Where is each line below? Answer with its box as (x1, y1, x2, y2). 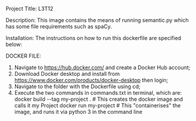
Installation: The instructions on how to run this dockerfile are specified (5, 35, 182, 41)
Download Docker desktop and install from (14, 70, 120, 77)
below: (5, 41, 22, 48)
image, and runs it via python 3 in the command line (14, 108, 143, 115)
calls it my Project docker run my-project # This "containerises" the (14, 102, 181, 109)
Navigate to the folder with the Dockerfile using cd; (14, 83, 141, 90)
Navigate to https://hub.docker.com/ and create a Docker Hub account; (14, 64, 191, 71)
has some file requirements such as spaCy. (5, 23, 112, 30)
